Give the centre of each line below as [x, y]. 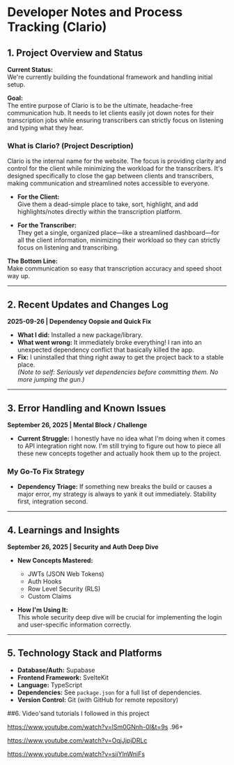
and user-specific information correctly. [74, 625]
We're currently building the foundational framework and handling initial [110, 77]
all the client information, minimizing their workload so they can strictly [119, 240]
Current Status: [30, 70]
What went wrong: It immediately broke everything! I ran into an [109, 343]
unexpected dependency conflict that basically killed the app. [106, 350]
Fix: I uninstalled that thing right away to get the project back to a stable [120, 357]
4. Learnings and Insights [63, 530]
